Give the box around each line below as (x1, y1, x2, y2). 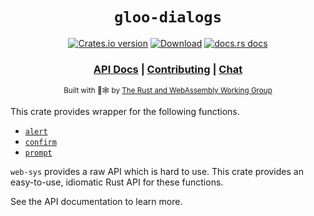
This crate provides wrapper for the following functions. (10, 106, 240, 118)
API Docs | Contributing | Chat (93, 62, 243, 76)
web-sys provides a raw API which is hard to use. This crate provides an (10, 166, 304, 178)
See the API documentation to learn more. (10, 196, 183, 208)
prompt (24, 148, 53, 158)
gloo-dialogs (114, 8, 222, 27)
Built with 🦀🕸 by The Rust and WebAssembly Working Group (63, 86, 273, 96)
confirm (24, 138, 57, 148)
